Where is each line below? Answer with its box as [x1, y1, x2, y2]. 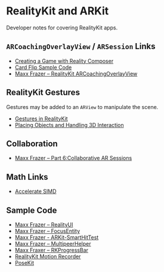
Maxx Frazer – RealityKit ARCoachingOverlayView [14, 70, 138, 77]
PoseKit [14, 259, 35, 266]
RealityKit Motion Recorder [14, 253, 81, 260]
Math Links [6, 172, 49, 182]
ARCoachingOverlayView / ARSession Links [6, 41, 156, 52]
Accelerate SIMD [14, 188, 57, 195]
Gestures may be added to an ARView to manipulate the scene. [6, 103, 159, 110]
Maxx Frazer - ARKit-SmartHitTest [14, 234, 99, 241]
